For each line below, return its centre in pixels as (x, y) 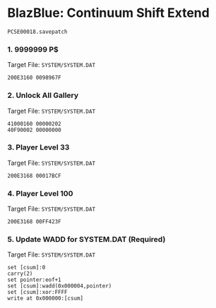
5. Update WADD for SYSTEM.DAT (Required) (86, 240)
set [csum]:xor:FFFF (38, 292)
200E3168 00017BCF (34, 175)
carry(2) (20, 274)
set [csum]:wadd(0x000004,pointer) (60, 286)
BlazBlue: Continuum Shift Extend (108, 13)
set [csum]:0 (26, 268)
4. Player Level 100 (40, 193)
